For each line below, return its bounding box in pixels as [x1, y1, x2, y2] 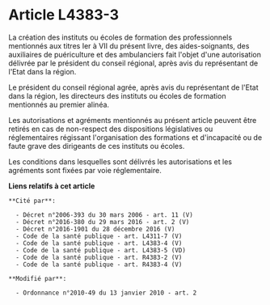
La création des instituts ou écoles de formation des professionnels [8, 32, 233, 42]
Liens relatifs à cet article [8, 180, 95, 191]
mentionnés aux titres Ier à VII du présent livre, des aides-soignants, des [8, 40, 250, 50]
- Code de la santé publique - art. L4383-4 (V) [15, 239, 183, 248]
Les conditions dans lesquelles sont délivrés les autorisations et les [8, 156, 233, 167]
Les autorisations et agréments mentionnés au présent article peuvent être [8, 115, 257, 125]
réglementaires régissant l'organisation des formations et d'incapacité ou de [8, 132, 263, 142]
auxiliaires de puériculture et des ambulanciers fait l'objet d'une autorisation [8, 49, 261, 59]
